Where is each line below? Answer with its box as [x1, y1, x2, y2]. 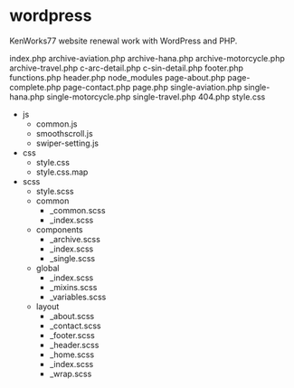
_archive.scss [49, 233, 101, 244]
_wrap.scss [49, 368, 92, 379]
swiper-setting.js [35, 137, 100, 148]
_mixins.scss [49, 281, 98, 292]
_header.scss [49, 339, 100, 350]
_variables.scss [49, 291, 107, 302]
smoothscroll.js [35, 128, 93, 138]
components [35, 223, 83, 235]
